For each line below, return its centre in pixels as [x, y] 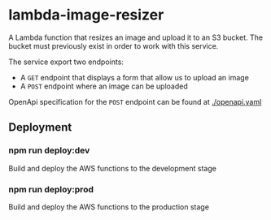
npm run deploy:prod [51, 189]
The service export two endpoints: [66, 62]
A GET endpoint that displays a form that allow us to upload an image [135, 77]
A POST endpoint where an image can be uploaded [104, 86]
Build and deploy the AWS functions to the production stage [109, 207]
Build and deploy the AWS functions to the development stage [113, 168]
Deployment [40, 127]
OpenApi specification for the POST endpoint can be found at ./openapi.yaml [135, 101]
